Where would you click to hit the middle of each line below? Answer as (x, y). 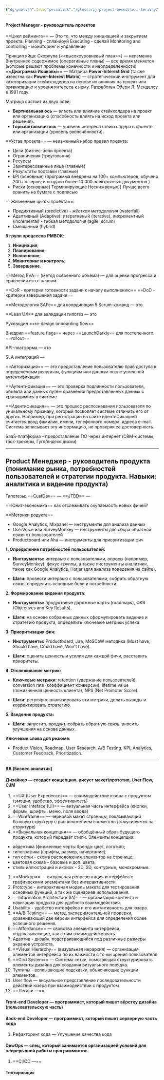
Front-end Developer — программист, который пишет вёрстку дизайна (81, 1002)
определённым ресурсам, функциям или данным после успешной (75, 371)
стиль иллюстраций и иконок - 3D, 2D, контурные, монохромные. (81, 868)
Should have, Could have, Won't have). (52, 646)
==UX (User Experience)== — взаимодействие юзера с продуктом (82, 796)
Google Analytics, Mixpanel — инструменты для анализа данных (79, 524)
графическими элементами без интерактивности (64, 882)
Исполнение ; (27, 255)
